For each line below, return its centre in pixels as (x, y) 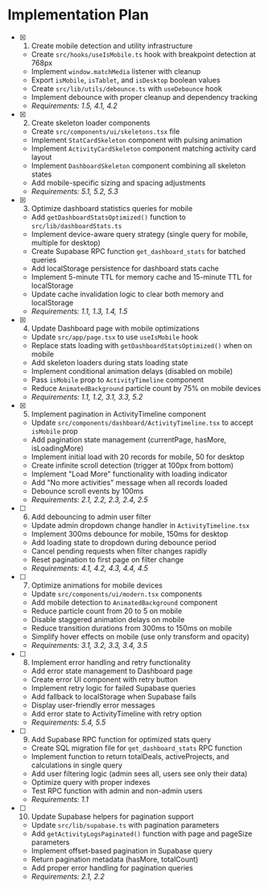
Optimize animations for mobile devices (97, 585)
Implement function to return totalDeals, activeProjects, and (130, 756)
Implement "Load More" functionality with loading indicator (129, 474)
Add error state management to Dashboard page (112, 671)
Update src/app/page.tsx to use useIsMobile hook (115, 337)
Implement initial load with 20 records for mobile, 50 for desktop (138, 456)
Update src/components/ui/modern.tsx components (117, 593)
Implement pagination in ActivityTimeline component (118, 413)
